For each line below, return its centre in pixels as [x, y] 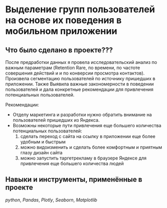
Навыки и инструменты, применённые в [74, 180]
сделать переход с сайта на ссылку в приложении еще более [88, 136]
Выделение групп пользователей [80, 9]
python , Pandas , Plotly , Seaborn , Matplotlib [51, 200]
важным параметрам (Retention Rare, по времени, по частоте [73, 68]
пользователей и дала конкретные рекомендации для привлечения [79, 89]
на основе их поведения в [63, 20]
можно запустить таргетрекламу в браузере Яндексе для [83, 158]
